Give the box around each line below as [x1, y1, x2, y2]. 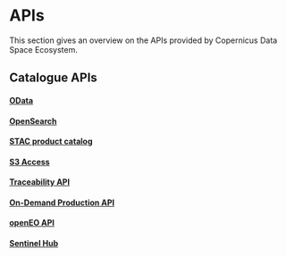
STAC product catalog [9, 136, 93, 147]
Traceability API [9, 177, 70, 187]
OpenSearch [9, 115, 57, 126]
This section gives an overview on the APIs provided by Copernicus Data [9, 35, 278, 46]
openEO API [9, 218, 55, 228]
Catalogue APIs [9, 70, 98, 86]
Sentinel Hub [9, 238, 59, 249]
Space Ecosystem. [9, 44, 79, 54]
